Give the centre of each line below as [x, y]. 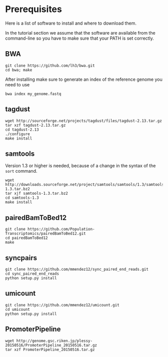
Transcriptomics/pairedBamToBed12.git [45, 234]
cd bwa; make [19, 70]
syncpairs [21, 258]
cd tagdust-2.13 [22, 130]
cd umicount [17, 309]
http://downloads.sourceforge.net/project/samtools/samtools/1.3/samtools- [86, 185]
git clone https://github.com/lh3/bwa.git [50, 66]
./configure [17, 134]
